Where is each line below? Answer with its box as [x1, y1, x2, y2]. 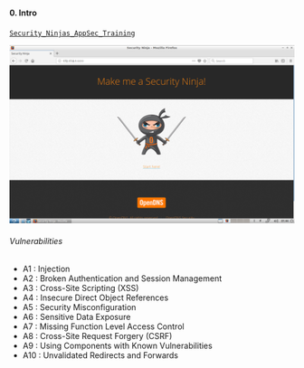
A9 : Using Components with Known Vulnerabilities [22, 340, 213, 352]
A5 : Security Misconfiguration [22, 302, 137, 313]
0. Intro [9, 7, 38, 18]
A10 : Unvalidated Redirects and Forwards [22, 350, 179, 361]
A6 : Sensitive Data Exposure [22, 312, 131, 323]
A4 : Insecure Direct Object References [22, 292, 169, 303]
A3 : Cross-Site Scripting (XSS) [22, 283, 139, 294]
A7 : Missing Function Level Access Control [22, 321, 185, 332]
